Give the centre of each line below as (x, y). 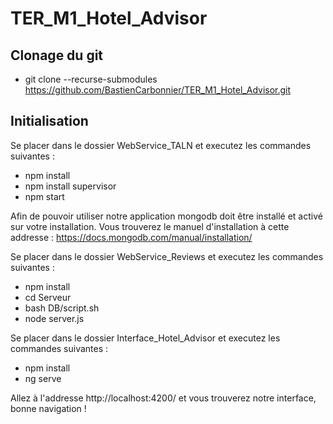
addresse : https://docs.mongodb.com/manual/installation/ (131, 237)
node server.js (54, 318)
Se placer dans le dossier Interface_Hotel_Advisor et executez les (145, 338)
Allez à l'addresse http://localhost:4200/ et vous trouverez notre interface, (163, 398)
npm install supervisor (70, 186)
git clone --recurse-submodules (91, 79)
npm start (44, 196)
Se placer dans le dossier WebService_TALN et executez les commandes (161, 145)
